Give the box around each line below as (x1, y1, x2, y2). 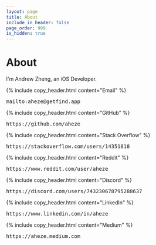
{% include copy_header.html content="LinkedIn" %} (6, 199, 134, 206)
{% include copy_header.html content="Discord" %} (6, 177, 132, 184)
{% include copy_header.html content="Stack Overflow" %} (6, 132, 151, 139)
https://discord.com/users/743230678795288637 (6, 188, 143, 195)
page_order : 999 (6, 25, 46, 31)
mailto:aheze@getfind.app (6, 98, 81, 105)
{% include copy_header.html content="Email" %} (6, 87, 127, 94)
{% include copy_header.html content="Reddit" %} (6, 154, 129, 161)
